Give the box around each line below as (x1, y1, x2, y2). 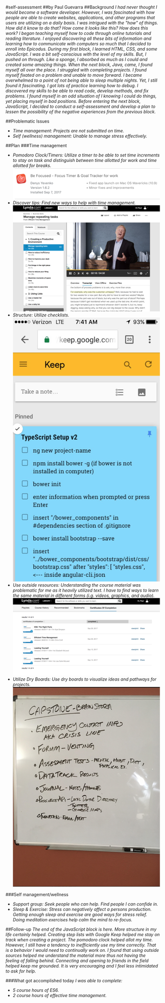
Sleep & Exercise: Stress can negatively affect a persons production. (12, 907, 152, 912)
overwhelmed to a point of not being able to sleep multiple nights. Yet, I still (5, 77, 158, 83)
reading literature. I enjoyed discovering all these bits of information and (5, 35, 152, 41)
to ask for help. (5, 968, 36, 974)
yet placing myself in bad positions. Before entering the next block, (5, 98, 141, 104)
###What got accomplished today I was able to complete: (5, 978, 123, 984)
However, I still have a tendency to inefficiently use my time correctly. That (5, 942, 156, 948)
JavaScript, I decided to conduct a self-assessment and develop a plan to (5, 103, 156, 109)
